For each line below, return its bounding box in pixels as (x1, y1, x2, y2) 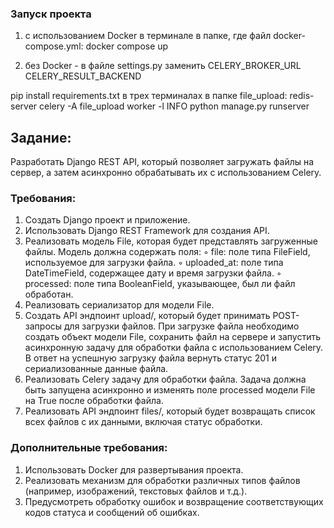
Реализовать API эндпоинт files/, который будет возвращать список (24, 405, 316, 417)
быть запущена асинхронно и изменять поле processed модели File (24, 384, 316, 396)
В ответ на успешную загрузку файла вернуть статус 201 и (24, 352, 277, 364)
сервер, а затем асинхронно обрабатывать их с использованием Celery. (10, 167, 322, 179)
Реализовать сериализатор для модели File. (24, 299, 215, 311)
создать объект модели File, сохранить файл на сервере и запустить (24, 331, 322, 343)
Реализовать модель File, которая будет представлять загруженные (24, 235, 318, 247)
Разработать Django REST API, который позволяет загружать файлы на (10, 156, 315, 168)
